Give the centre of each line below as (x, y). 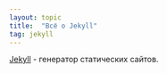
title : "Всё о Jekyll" (54, 26)
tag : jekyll (31, 34)
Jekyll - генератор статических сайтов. (84, 60)
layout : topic (36, 17)
